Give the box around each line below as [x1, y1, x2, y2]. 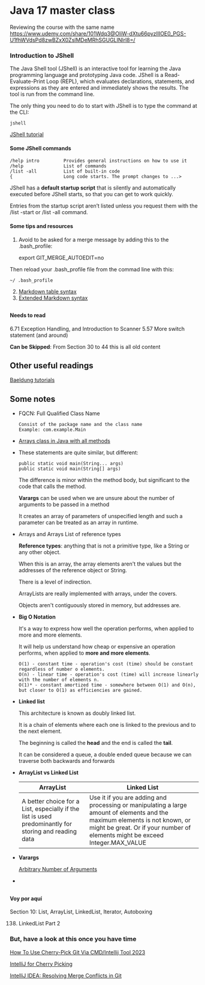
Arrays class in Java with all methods [18, 437, 110, 445]
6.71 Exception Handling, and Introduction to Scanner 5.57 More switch [10, 325, 185, 332]
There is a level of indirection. [18, 578, 92, 585]
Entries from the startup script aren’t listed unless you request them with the [10, 202, 198, 209]
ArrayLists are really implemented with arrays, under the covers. [18, 590, 177, 597]
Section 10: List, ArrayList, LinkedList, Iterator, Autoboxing [10, 908, 152, 915]
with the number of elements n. [18, 677, 100, 683]
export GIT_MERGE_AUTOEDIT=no [18, 254, 104, 261]
